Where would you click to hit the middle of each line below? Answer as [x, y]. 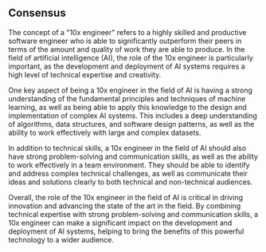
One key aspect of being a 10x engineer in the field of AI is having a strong [131, 90]
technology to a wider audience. [61, 239]
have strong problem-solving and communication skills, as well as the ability [133, 156]
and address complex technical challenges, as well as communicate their [128, 173]
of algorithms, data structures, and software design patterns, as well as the [131, 124]
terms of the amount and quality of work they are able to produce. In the [127, 49]
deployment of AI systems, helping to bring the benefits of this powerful [126, 231]
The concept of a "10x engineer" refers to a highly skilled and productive [127, 32]
